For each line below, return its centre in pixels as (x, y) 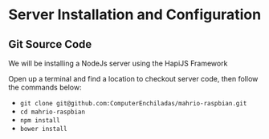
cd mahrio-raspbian (53, 112)
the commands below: (45, 87)
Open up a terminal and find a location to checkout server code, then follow (133, 79)
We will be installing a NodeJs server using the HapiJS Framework (118, 63)
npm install (40, 121)
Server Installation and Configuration (135, 15)
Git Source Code (50, 44)
